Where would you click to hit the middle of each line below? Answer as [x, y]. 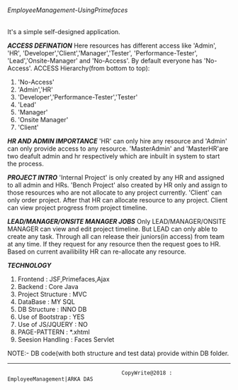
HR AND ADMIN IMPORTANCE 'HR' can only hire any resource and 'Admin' [118, 141]
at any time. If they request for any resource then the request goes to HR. [114, 244]
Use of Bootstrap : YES [51, 317]
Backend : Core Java [48, 287]
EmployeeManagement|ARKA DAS [50, 379]
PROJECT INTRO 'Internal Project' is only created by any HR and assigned [116, 178]
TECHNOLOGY [29, 266]
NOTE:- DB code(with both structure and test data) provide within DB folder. [118, 353]
